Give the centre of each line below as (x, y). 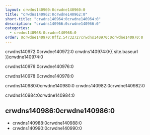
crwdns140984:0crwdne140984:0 (40, 95)
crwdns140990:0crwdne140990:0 (47, 128)
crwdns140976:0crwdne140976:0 (39, 66)
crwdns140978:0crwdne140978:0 (39, 76)
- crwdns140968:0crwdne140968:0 (43, 33)
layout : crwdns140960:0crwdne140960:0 (45, 10)
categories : (17, 28)
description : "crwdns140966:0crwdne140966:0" (53, 24)
